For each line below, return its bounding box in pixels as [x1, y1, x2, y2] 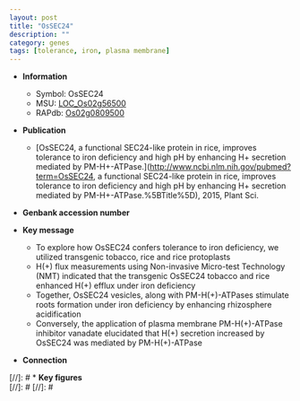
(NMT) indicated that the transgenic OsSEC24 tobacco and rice [35, 271, 270, 282]
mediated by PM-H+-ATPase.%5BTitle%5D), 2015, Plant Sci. [35, 190, 260, 201]
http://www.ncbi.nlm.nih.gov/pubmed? [149, 161, 291, 172]
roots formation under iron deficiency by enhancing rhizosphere [35, 300, 272, 310]
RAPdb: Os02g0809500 [35, 108, 125, 118]
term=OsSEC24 [35, 171, 94, 182]
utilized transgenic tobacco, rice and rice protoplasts [35, 252, 231, 263]
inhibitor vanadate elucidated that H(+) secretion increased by [35, 328, 265, 339]
